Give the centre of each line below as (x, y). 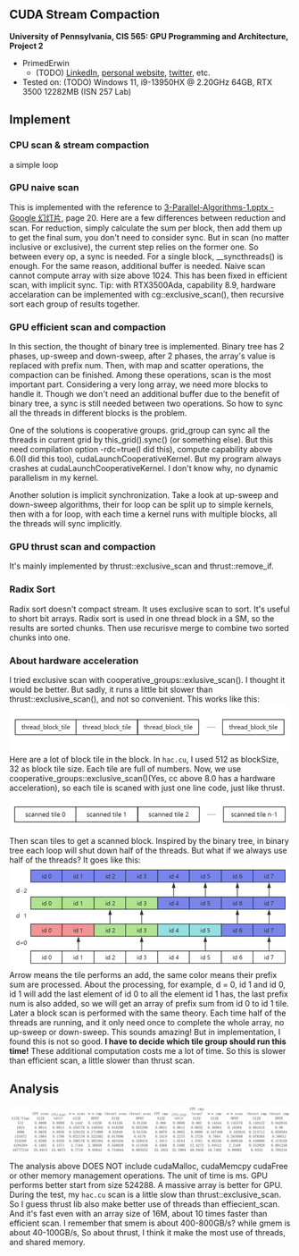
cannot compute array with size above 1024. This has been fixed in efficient (148, 275)
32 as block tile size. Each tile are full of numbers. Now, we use (125, 769)
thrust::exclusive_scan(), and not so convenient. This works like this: (135, 699)
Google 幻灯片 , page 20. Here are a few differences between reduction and (148, 217)
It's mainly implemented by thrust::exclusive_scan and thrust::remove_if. (141, 566)
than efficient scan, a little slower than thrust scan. (102, 1061)
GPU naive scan (44, 188)
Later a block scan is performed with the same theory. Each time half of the (148, 1013)
